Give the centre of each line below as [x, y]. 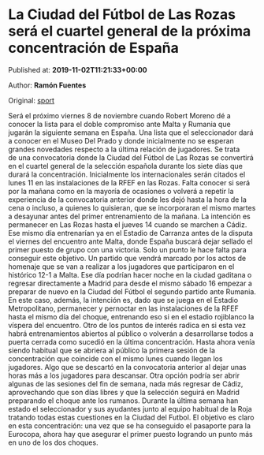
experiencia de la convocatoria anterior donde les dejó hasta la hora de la [127, 200]
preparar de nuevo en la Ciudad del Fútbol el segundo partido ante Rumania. [132, 291]
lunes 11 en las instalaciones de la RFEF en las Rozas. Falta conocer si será [129, 182]
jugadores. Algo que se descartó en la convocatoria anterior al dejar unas [127, 367]
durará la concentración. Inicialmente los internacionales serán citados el [127, 174]
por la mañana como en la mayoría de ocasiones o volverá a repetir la [121, 191]
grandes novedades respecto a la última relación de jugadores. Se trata [124, 149]
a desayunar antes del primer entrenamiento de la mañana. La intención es [129, 216]
